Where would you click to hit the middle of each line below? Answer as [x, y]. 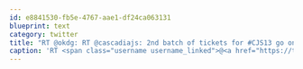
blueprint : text [40, 26]
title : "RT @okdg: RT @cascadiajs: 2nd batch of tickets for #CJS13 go [147, 43]
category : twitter [44, 34]
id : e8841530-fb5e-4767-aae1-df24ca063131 [90, 17]
